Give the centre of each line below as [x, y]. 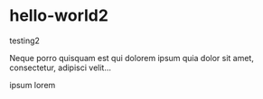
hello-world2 [59, 16]
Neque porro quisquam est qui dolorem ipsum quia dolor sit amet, [132, 58]
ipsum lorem [33, 85]
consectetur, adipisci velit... [60, 67]
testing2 [25, 40]
